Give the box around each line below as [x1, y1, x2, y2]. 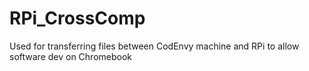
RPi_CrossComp [9, 7, 146, 30]
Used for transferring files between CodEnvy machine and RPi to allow [9, 40, 300, 52]
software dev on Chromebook [9, 50, 133, 62]
